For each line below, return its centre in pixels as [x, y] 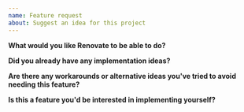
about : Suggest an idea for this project [77, 23]
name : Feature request [45, 15]
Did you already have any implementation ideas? [89, 61]
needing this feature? [44, 84]
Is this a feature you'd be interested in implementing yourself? [112, 99]
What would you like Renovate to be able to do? [87, 45]
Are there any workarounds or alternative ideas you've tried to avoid [122, 76]
